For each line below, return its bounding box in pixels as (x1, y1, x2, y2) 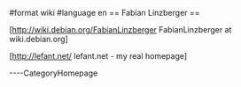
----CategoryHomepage (9, 68, 98, 78)
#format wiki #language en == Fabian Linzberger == (9, 8, 201, 18)
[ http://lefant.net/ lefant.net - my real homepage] (9, 51, 188, 61)
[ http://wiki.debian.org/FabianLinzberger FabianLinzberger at (9, 25, 232, 34)
